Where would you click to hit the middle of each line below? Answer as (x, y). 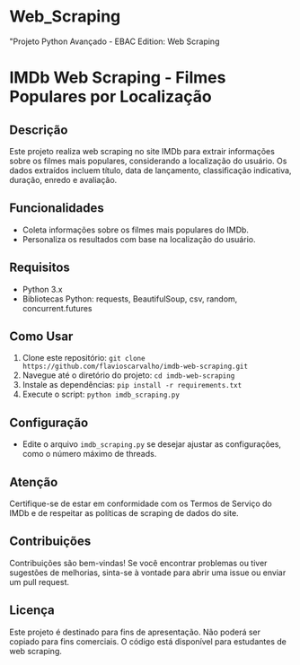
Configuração (49, 422)
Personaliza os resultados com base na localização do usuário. (139, 239)
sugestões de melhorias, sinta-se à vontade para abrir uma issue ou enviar (148, 573)
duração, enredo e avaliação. (63, 179)
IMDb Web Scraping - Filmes (118, 78)
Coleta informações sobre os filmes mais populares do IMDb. (136, 230)
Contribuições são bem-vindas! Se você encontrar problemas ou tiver (138, 563)
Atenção (34, 482)
